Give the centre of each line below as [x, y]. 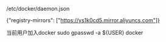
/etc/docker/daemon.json [38, 9]
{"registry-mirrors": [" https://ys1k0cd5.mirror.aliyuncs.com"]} [83, 20]
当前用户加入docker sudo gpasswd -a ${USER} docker [75, 33]
